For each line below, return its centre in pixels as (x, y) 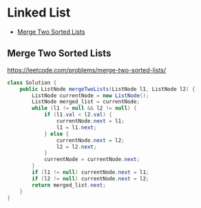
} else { (56, 134)
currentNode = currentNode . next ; (92, 160)
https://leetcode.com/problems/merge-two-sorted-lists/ (87, 70)
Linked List (39, 13)
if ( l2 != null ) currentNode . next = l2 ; (91, 178)
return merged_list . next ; (69, 185)
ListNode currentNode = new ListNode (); (91, 95)
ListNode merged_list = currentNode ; (86, 102)
